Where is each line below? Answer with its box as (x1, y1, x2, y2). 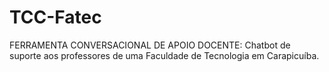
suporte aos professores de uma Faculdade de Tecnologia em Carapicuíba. (9, 49, 320, 61)
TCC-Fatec (9, 6, 102, 29)
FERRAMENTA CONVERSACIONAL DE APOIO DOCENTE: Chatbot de (9, 39, 291, 51)
